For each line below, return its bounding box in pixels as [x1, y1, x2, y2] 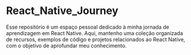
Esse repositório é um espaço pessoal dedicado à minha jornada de [6, 23, 169, 30]
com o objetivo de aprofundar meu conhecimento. [6, 42, 127, 49]
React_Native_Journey [6, 4, 119, 18]
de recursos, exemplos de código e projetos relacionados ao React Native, [6, 36, 186, 43]
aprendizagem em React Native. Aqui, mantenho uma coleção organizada [6, 29, 183, 36]
